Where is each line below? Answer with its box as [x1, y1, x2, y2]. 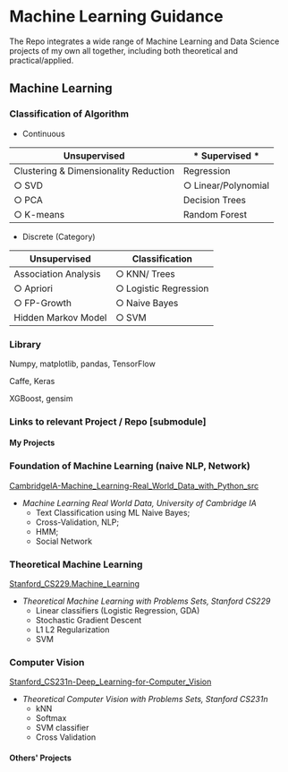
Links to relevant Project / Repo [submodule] [9, 415, 207, 427]
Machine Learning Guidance [9, 6, 224, 27]
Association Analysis [13, 267, 101, 279]
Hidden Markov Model [13, 311, 107, 323]
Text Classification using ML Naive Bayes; [35, 507, 191, 518]
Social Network [35, 536, 92, 546]
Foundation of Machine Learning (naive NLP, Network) [9, 459, 250, 472]
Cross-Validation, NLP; [35, 517, 120, 528]
